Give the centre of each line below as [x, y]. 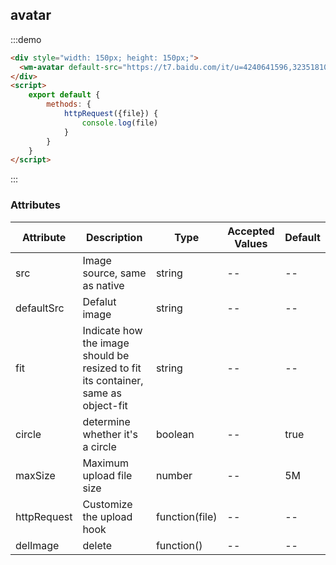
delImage [37, 545]
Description [114, 237]
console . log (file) [120, 123]
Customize [107, 504]
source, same [114, 273]
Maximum [105, 463]
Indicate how [112, 330]
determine [106, 421]
